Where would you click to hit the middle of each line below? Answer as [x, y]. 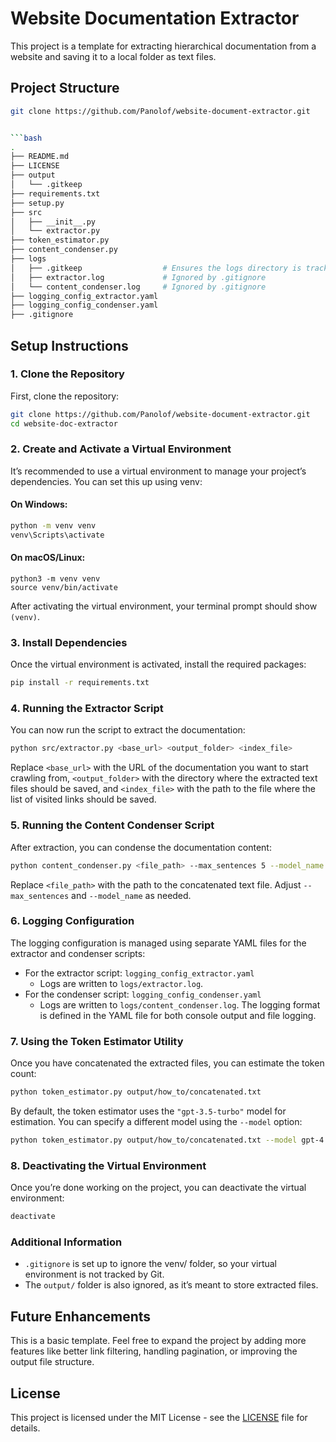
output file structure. [52, 1362]
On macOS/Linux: [48, 558]
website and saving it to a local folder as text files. [113, 56]
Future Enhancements [81, 1316]
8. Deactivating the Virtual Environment [108, 1165]
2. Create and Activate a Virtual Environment [121, 449]
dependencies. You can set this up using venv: [106, 481]
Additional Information [66, 1242]
